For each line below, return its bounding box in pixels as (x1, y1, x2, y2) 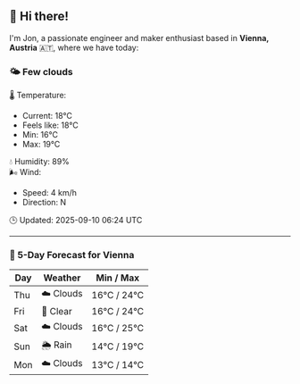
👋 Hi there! (9, 9, 70, 24)
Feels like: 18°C (21, 120, 79, 130)
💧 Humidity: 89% (9, 156, 70, 167)
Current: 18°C (21, 111, 73, 121)
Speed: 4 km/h (21, 188, 78, 198)
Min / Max (96, 271, 140, 284)
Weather (43, 271, 81, 284)
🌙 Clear (41, 305, 73, 318)
